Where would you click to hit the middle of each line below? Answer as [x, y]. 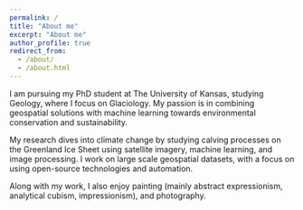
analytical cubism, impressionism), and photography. [108, 196]
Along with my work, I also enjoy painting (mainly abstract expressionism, [146, 186]
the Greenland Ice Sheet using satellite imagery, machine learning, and [141, 149]
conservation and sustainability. [69, 122]
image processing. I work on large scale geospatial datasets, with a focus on [152, 159]
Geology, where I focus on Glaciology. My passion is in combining [132, 103]
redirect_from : [38, 51]
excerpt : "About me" [48, 34]
